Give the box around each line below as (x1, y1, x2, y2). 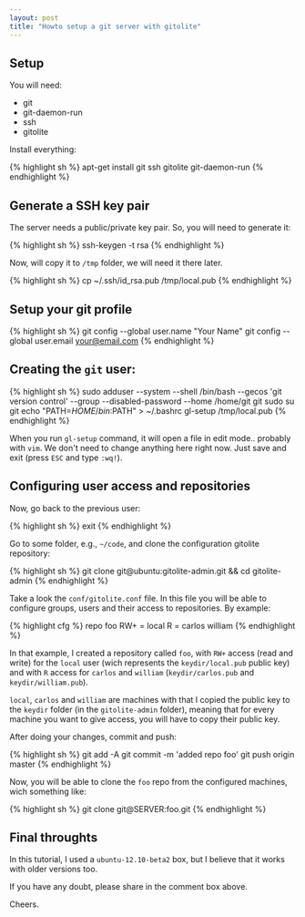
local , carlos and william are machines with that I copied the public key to (9, 694, 290, 705)
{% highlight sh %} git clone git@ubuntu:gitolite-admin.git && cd (9, 565, 250, 576)
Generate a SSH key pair (9, 198, 150, 213)
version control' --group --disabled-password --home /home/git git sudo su (9, 396, 295, 407)
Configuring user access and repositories (9, 479, 251, 494)
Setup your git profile (9, 302, 133, 317)
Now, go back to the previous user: (9, 502, 141, 513)
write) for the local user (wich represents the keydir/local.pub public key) (9, 657, 290, 668)
